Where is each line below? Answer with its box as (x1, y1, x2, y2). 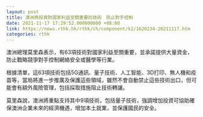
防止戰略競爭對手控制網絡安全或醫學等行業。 (6, 56, 118, 63)
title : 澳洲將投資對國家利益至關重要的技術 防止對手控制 (6, 14, 134, 21)
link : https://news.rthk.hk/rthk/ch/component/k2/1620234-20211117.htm (6, 25, 190, 32)
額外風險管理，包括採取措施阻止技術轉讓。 (22, 84, 128, 91)
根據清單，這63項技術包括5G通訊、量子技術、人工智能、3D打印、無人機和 (6, 69, 192, 76)
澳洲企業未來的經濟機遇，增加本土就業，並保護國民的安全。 (11, 104, 160, 112)
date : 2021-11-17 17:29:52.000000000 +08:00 (6, 20, 120, 26)
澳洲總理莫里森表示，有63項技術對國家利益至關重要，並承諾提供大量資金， (6, 49, 193, 56)
